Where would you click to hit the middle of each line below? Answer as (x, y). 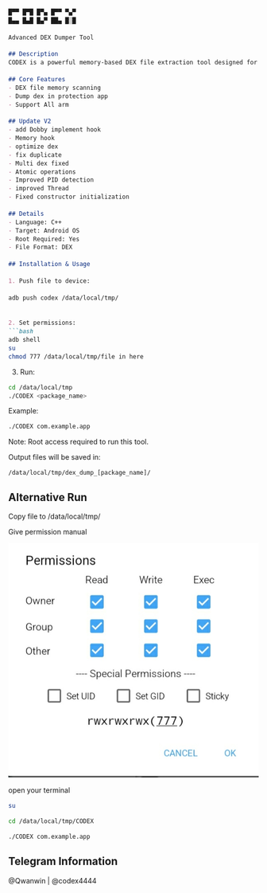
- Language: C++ (35, 222)
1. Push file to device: (49, 281)
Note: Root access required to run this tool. (79, 442)
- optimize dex (33, 147)
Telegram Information (63, 862)
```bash (21, 331)
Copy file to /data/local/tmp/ (54, 516)
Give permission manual (48, 532)
